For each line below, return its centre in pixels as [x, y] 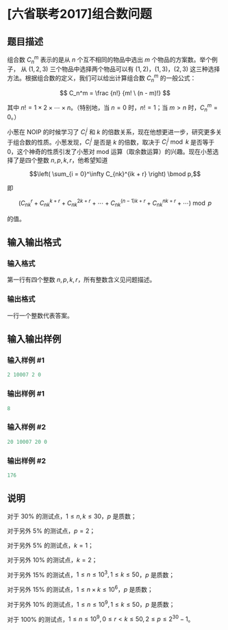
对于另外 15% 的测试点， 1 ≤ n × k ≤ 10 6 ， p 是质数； [80, 589]
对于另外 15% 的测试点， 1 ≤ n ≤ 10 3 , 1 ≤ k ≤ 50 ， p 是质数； [91, 574]
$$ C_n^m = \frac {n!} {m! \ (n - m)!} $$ [115, 92]
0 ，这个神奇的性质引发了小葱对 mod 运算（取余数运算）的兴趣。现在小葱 [110, 152]
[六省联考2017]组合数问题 [79, 14]
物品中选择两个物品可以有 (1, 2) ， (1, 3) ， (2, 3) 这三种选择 [141, 69]
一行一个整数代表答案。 [40, 315]
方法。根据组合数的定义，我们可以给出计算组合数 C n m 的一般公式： [102, 78]
